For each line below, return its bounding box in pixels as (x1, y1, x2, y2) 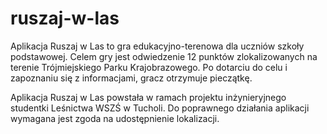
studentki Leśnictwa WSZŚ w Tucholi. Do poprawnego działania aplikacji (10, 102, 310, 114)
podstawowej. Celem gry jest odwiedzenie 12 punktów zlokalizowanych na (10, 50, 318, 62)
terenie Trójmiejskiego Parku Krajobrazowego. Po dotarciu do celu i (10, 61, 288, 73)
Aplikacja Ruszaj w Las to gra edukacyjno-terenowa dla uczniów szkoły (10, 40, 305, 52)
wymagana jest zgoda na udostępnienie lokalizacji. (10, 112, 220, 124)
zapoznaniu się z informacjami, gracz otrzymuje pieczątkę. (10, 72, 253, 84)
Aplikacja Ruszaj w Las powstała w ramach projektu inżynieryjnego (10, 91, 287, 103)
